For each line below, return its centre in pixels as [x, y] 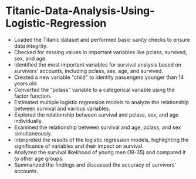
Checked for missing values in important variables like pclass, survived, [100, 52]
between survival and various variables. [62, 108]
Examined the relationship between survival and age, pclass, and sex [97, 127]
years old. [26, 83]
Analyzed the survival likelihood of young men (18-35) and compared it [100, 152]
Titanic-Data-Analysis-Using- [80, 11]
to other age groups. [39, 158]
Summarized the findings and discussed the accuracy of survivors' [95, 165]
